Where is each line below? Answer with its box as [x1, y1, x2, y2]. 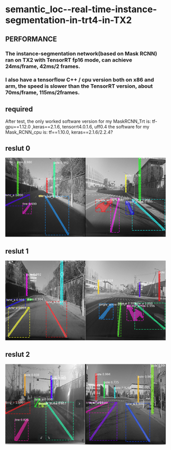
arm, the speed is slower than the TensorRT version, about [5, 83, 153, 90]
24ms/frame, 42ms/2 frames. [5, 63, 80, 70]
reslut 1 [5, 247, 29, 255]
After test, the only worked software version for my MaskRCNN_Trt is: [5, 118, 151, 124]
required [5, 104, 33, 113]
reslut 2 [5, 350, 30, 359]
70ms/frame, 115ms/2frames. [5, 89, 80, 96]
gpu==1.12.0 [5, 124, 31, 130]
